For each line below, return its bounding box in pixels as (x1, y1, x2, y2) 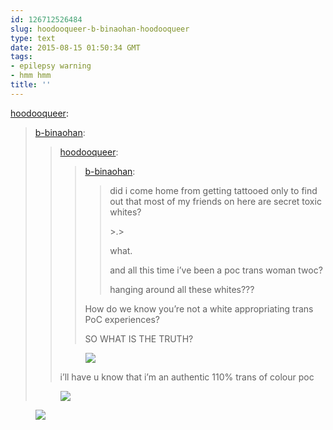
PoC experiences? (84, 313, 160, 325)
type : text (10, 33, 56, 43)
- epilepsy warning (10, 61, 92, 71)
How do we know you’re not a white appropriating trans (84, 302, 314, 315)
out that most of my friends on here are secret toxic (109, 195, 322, 207)
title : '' (10, 80, 52, 90)
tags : (10, 52, 33, 62)
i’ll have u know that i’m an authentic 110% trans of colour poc (59, 371, 315, 383)
